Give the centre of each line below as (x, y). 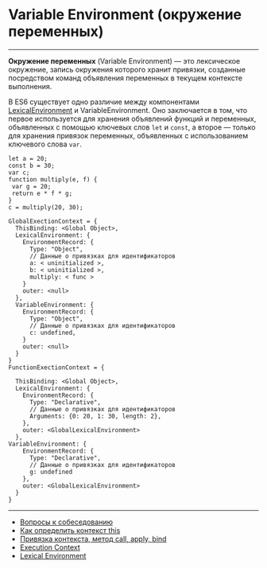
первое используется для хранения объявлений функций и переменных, (132, 119)
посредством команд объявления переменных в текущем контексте (126, 78)
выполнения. (30, 86)
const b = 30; (32, 165)
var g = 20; (31, 186)
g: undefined (51, 472)
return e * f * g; (42, 193)
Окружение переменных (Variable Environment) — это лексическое (124, 60)
